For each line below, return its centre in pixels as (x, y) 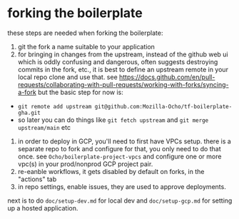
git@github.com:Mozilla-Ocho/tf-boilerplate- (163, 106)
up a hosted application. (43, 208)
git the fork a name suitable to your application (86, 46)
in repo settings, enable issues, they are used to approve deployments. (122, 186)
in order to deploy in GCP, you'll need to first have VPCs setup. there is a (124, 141)
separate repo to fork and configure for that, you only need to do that (119, 148)
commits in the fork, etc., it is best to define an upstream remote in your (123, 69)
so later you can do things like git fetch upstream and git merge (113, 120)
